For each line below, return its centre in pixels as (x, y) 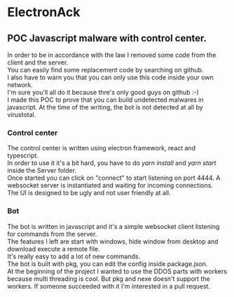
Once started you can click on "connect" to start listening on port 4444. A (114, 178)
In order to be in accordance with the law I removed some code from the (112, 55)
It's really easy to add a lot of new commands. (74, 256)
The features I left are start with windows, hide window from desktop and (113, 241)
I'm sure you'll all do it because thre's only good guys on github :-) (103, 92)
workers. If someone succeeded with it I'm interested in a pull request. (109, 286)
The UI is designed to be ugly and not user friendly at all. (89, 193)
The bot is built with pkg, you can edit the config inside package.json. (108, 263)
